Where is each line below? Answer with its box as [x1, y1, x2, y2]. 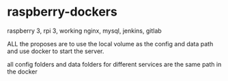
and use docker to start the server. [7, 47, 104, 55]
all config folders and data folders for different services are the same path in [7, 60, 222, 68]
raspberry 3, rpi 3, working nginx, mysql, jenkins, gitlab [7, 27, 162, 35]
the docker [7, 67, 38, 76]
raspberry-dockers [7, 4, 117, 20]
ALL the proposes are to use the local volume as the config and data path [7, 39, 214, 48]
